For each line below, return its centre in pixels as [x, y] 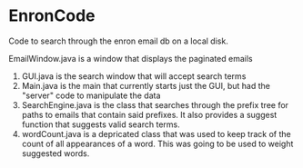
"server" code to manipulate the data [91, 95]
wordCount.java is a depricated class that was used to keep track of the [157, 133]
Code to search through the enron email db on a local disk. [118, 41]
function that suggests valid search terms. [101, 124]
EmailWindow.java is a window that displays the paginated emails [131, 58]
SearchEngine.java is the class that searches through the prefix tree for [155, 104]
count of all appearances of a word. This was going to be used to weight [157, 143]
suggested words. [56, 153]
